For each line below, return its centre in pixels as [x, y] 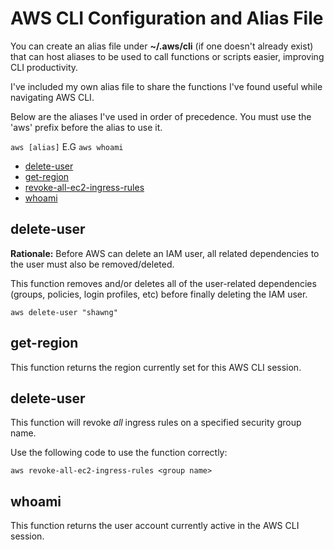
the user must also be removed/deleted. [92, 264]
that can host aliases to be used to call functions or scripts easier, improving [167, 56]
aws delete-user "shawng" [64, 312]
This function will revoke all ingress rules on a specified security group [156, 423]
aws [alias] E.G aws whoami [67, 146]
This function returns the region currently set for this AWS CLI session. [156, 367]
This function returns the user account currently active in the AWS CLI [155, 526]
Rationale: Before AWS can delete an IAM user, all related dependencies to [165, 253]
